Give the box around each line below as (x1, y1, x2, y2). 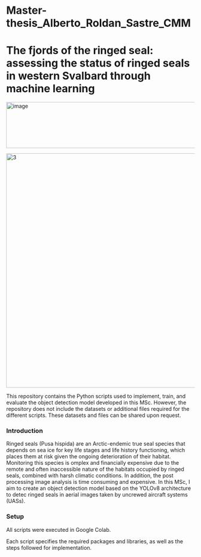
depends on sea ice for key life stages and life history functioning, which (6, 447, 185, 454)
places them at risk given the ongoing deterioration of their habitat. (6, 453, 172, 460)
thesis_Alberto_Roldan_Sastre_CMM (6, 16, 191, 30)
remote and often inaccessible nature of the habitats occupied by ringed (6, 465, 184, 473)
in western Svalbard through (6, 69, 151, 83)
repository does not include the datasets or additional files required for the (6, 405, 190, 413)
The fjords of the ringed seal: (6, 44, 154, 57)
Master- (6, 4, 47, 17)
